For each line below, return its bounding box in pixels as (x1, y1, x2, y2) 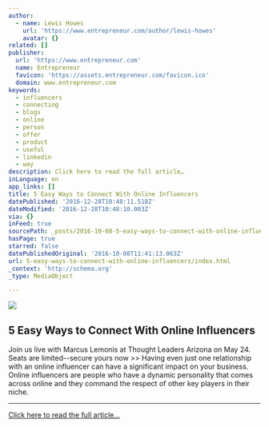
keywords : (8, 86, 42, 94)
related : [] (8, 42, 48, 50)
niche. (8, 387, 30, 397)
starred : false (8, 242, 59, 250)
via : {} (8, 213, 34, 221)
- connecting (15, 101, 59, 109)
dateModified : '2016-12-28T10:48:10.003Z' (8, 205, 152, 213)
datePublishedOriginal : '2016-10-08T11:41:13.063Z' (8, 249, 184, 257)
